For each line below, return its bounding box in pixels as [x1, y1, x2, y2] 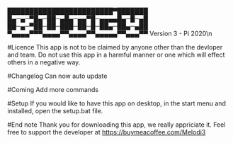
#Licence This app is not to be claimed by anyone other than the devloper [7, 43, 223, 51]
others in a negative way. [7, 58, 81, 67]
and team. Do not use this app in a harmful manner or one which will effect [7, 50, 225, 59]
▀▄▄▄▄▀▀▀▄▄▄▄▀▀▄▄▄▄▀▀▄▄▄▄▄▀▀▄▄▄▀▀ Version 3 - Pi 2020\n [7, 29, 212, 38]
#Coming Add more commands [7, 86, 99, 93]
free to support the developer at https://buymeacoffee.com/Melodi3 [7, 128, 206, 136]
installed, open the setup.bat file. [7, 107, 103, 115]
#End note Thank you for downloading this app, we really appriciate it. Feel [7, 120, 226, 129]
